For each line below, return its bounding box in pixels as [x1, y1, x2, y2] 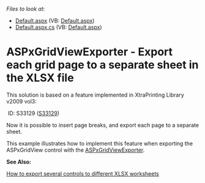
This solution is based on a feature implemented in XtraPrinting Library [6, 91, 185, 99]
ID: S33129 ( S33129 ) [7, 110, 60, 117]
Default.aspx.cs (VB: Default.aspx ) [15, 24, 102, 31]
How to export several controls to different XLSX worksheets [6, 170, 159, 177]
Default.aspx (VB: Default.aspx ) [15, 17, 95, 24]
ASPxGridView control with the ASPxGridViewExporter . [6, 146, 145, 154]
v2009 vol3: [6, 97, 37, 105]
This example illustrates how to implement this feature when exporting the [6, 140, 193, 147]
